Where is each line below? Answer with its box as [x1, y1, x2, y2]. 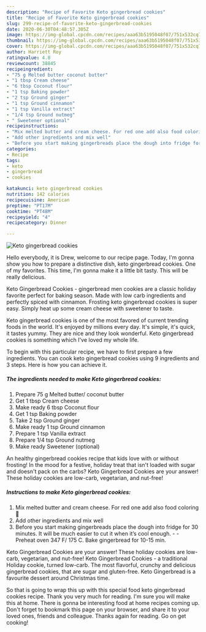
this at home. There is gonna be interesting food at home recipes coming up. [6, 599, 200, 607]
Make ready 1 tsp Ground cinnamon [15, 423, 105, 431]
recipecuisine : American [6, 197, 70, 203]
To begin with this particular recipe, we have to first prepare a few [6, 348, 173, 356]
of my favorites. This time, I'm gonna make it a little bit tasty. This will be [6, 267, 189, 274]
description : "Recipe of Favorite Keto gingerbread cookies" [6, 9, 166, 15]
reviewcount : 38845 [6, 60, 56, 66]
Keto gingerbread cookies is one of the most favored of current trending [6, 317, 189, 324]
